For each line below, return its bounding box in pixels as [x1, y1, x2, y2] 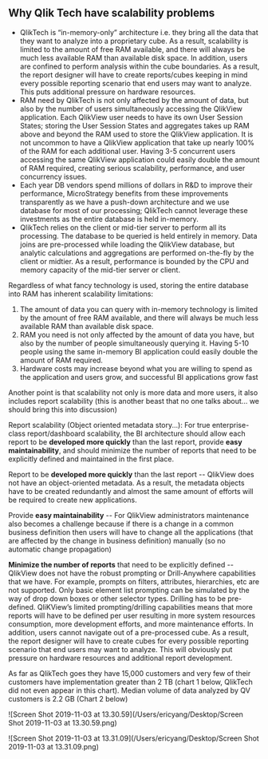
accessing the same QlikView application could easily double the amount [19, 155, 260, 164]
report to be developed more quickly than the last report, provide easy [8, 437, 242, 446]
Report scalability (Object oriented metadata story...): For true [8, 420, 211, 429]
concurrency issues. [19, 172, 88, 181]
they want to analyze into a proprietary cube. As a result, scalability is [19, 36, 249, 45]
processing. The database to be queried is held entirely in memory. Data [19, 231, 258, 240]
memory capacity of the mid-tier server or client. [19, 265, 181, 275]
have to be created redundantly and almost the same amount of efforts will [8, 486, 254, 496]
